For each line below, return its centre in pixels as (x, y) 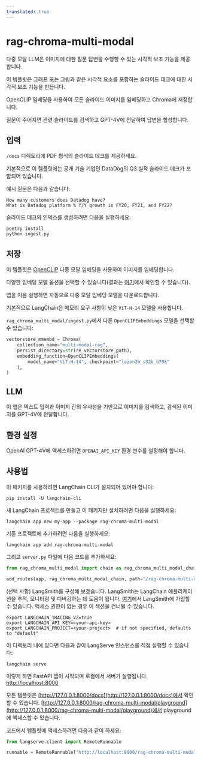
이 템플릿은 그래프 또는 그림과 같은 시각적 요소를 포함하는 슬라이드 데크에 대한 (96, 79)
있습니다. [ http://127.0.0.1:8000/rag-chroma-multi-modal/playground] (103, 702)
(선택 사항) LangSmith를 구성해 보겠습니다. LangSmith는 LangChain (87, 591)
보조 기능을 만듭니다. (41, 86)
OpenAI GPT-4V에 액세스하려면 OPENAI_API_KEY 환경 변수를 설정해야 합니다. (96, 450)
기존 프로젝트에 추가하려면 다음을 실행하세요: (58, 533)
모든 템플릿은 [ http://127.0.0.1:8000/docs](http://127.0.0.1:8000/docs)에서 (95, 695)
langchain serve (26, 664)
